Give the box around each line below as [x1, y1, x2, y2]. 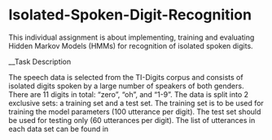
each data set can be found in [8, 124, 109, 134]
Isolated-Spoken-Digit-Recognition [8, 6, 252, 24]
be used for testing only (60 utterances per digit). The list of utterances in [8, 115, 256, 125]
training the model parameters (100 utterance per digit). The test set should [8, 107, 261, 117]
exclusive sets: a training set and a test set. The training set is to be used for [8, 98, 265, 108]
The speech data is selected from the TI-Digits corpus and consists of [8, 72, 243, 82]
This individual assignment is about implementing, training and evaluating [8, 32, 255, 42]
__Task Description [8, 57, 72, 66]
